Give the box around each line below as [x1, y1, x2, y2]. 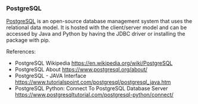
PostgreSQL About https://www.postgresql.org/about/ [14, 66, 148, 73]
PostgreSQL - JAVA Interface [14, 73, 86, 80]
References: [6, 48, 36, 55]
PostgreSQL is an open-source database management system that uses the [6, 18, 193, 25]
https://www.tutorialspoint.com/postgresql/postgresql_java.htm [14, 78, 171, 86]
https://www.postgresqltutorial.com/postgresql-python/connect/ [14, 91, 174, 99]
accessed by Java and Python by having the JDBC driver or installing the [6, 30, 185, 37]
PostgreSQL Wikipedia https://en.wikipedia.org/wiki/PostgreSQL [14, 59, 173, 67]
